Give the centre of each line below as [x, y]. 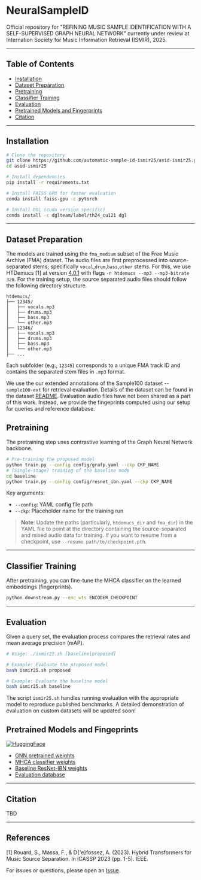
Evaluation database [40, 775]
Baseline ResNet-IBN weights [51, 768]
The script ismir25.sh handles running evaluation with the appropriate [92, 698]
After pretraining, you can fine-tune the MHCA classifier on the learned [94, 581]
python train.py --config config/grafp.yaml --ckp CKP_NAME [83, 465]
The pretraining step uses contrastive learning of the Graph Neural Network [99, 442]
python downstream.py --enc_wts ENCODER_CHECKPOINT [72, 598]
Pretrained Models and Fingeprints [72, 729]
